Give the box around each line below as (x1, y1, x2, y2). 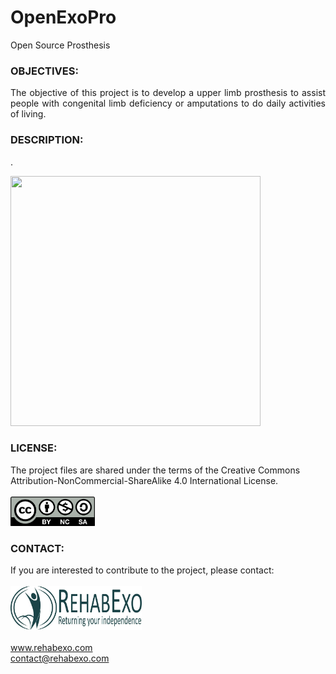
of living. (10, 108, 47, 120)
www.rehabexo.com (10, 642, 93, 654)
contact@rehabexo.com (10, 652, 110, 665)
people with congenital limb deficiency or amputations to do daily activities (10, 97, 326, 110)
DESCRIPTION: (10, 133, 84, 147)
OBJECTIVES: (10, 64, 79, 78)
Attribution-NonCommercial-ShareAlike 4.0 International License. (10, 474, 279, 486)
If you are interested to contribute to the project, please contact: (10, 564, 275, 576)
